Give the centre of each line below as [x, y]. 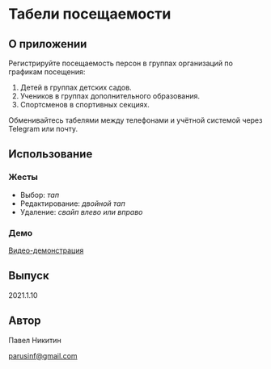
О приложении [48, 44]
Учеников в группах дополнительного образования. [110, 96]
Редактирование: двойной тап [72, 203]
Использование [51, 154]
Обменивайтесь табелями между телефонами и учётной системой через [135, 120]
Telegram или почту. [43, 129]
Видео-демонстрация [46, 250]
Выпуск [29, 276]
